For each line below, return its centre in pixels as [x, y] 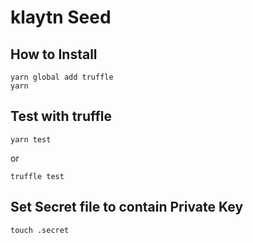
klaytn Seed [61, 17]
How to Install [54, 54]
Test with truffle [61, 116]
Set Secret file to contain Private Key [127, 207]
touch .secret [40, 230]
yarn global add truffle [62, 77]
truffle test [37, 176]
